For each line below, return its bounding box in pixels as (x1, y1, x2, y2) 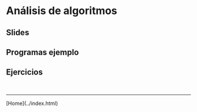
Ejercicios (6, 67, 43, 77)
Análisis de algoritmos (6, 4, 117, 18)
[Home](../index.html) (6, 100, 59, 107)
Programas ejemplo (6, 47, 79, 57)
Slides (6, 28, 29, 38)
